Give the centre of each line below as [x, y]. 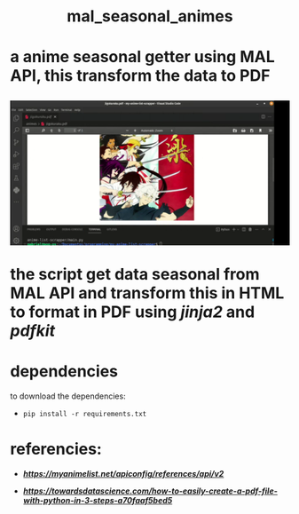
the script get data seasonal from [135, 275]
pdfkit [33, 331]
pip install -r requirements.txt [85, 415]
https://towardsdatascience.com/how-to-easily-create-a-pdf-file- [150, 491]
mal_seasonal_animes [150, 16]
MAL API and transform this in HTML [147, 293]
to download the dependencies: [68, 396]
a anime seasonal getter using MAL [142, 57]
